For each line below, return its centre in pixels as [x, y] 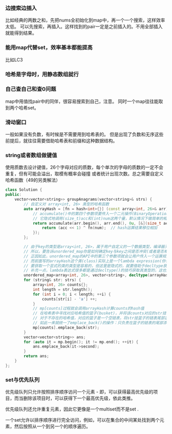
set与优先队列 [23, 380]
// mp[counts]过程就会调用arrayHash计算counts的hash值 [88, 309]
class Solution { [24, 190]
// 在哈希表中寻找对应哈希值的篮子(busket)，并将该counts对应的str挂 [99, 313]
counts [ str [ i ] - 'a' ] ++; [69, 299]
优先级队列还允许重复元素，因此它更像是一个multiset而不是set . [72, 409]
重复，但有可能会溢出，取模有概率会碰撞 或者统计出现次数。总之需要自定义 [84, 174]
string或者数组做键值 [31, 156]
